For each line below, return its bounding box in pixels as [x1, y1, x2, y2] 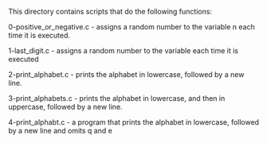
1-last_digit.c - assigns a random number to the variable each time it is [8, 46, 239, 55]
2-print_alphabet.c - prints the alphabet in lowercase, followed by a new [8, 70, 245, 79]
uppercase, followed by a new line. [8, 102, 123, 111]
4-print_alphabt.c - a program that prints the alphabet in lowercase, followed [8, 118, 260, 126]
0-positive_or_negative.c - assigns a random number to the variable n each [8, 22, 255, 31]
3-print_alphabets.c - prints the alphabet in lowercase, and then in [8, 94, 226, 102]
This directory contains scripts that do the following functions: [8, 7, 213, 16]
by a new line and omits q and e [8, 126, 113, 135]
